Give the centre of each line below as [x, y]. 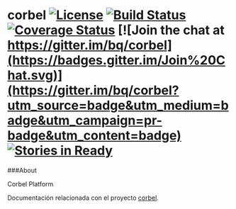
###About [22, 170]
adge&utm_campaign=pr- [85, 121]
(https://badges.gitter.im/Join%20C [116, 61]
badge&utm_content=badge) [95, 136]
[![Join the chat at [171, 30]
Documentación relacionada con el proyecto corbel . [83, 198]
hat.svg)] [35, 75]
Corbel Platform [30, 183]
